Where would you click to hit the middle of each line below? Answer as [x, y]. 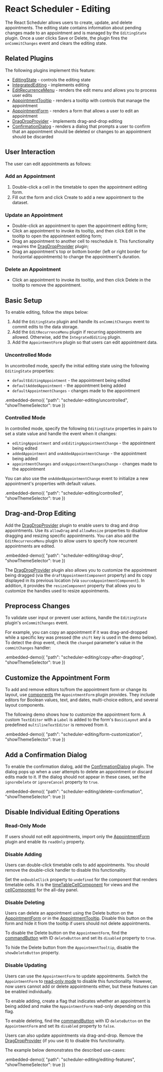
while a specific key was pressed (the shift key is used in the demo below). [81, 637]
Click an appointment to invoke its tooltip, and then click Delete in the [81, 280]
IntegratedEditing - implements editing [51, 85]
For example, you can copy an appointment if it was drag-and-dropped [76, 632]
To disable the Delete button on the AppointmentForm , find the [66, 933]
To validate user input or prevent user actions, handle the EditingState [76, 618]
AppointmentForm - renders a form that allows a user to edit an [75, 111]
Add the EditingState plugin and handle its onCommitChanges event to [81, 322]
